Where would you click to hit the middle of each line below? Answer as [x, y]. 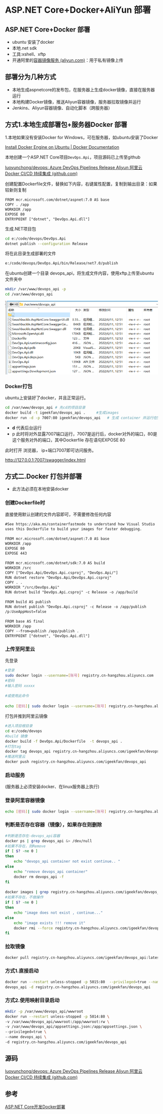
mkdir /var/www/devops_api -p [36, 289]
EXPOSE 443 [16, 553]
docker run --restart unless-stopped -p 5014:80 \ [57, 1016]
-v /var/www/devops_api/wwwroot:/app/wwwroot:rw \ [57, 1022]
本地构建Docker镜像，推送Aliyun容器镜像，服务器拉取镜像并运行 [76, 102]
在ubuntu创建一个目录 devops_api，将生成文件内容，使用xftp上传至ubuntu [80, 273]
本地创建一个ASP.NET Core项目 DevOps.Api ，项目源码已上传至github [73, 157]
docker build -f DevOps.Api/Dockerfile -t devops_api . [64, 741]
